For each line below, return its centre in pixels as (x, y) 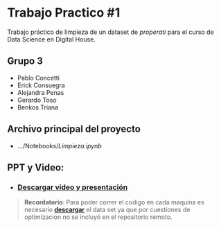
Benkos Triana (38, 107)
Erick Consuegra (41, 85)
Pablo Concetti (38, 78)
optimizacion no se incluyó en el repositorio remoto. (98, 217)
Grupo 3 (25, 61)
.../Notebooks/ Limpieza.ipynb (59, 146)
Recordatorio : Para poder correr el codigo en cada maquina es (114, 202)
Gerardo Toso (37, 100)
